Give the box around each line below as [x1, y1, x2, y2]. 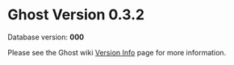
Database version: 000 [7, 32, 85, 42]
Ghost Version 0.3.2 [7, 6, 145, 24]
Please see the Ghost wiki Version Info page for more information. [7, 47, 227, 57]
